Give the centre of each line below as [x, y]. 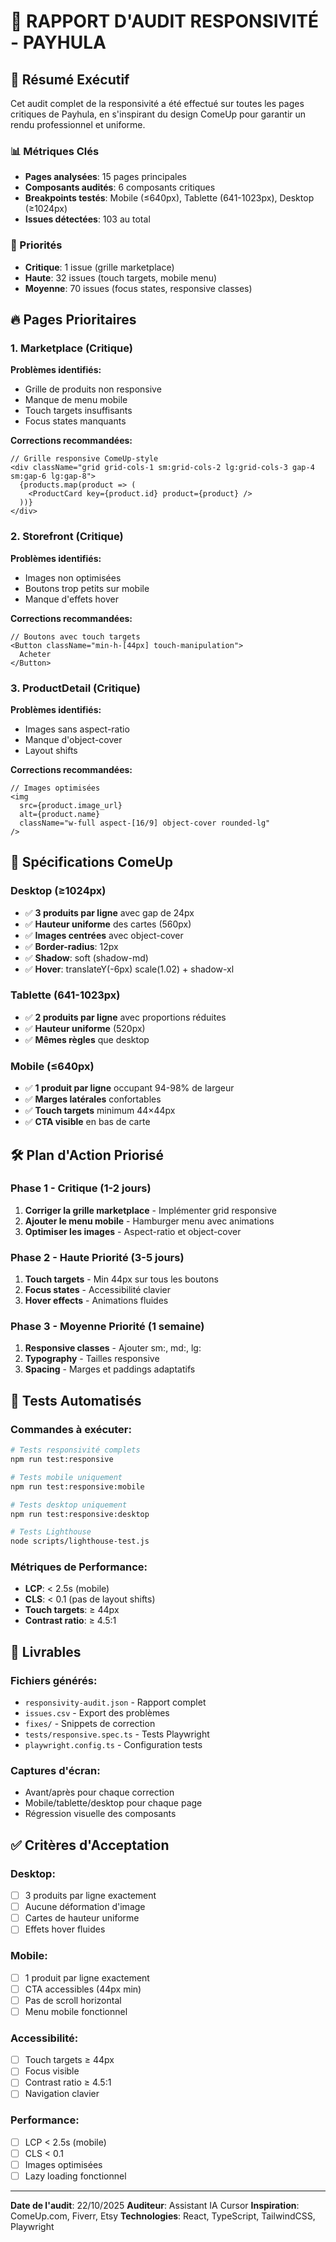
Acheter [35, 654]
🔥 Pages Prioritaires [73, 319]
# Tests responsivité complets [75, 1450]
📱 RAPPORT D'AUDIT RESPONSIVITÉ [165, 21]
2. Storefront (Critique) [67, 537]
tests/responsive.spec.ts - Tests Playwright [117, 1734]
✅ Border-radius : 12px [71, 946]
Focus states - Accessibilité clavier [97, 1290]
